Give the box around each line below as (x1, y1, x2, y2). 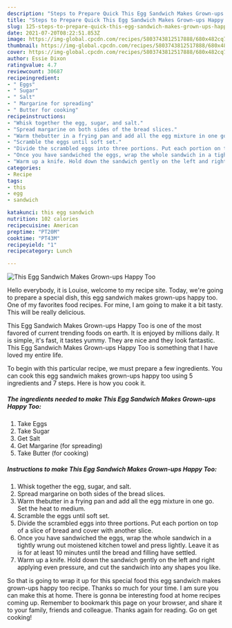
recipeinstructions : (7, 113, 67, 120)
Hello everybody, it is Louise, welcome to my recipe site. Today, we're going (7, 286, 223, 295)
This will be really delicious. (7, 308, 86, 317)
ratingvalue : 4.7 (7, 62, 57, 68)
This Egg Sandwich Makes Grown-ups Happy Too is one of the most (7, 322, 202, 330)
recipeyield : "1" (7, 241, 57, 248)
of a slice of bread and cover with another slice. (17, 526, 153, 535)
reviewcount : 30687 (7, 68, 64, 75)
